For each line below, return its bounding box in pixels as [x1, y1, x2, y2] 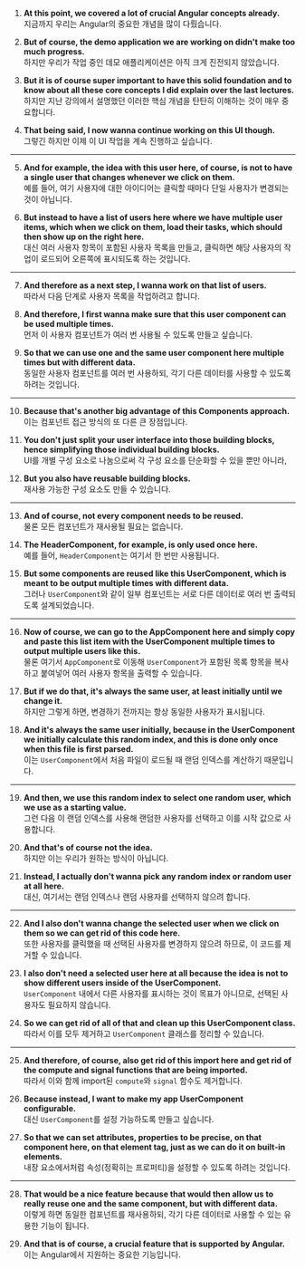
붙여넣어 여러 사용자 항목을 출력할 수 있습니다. [40, 668, 203, 678]
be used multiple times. [23, 319, 114, 329]
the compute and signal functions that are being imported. [23, 1064, 248, 1075]
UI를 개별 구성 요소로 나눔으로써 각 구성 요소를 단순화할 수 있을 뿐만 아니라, [23, 455, 288, 466]
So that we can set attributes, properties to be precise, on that [23, 1132, 262, 1142]
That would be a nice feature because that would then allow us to [23, 1188, 274, 1199]
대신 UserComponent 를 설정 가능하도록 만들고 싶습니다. [23, 1114, 214, 1124]
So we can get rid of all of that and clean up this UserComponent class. [23, 1018, 296, 1028]
